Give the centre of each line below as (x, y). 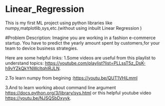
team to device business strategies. (42, 48)
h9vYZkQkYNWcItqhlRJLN (32, 68)
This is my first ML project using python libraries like (59, 23)
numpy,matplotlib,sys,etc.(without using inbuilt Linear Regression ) (74, 28)
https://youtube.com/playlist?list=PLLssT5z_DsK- (95, 63)
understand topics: (24, 63)
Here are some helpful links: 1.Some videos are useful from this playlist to (81, 57)
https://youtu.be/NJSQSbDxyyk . (38, 98)
